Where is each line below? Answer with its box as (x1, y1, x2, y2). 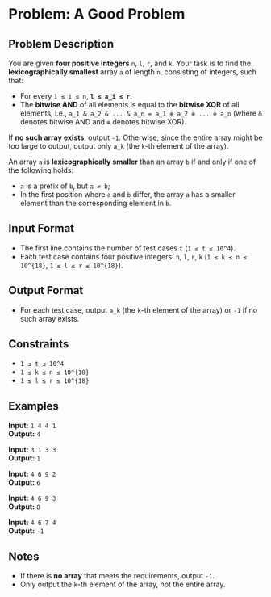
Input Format (8, 221, 75, 235)
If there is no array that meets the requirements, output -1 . (19, 571, 215, 581)
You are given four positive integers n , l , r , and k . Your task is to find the (8, 58, 252, 68)
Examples (8, 399, 59, 413)
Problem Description (8, 37, 115, 51)
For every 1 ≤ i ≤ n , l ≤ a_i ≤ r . (19, 91, 133, 101)
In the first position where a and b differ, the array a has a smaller (19, 190, 236, 199)
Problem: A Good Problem (8, 5, 186, 23)
